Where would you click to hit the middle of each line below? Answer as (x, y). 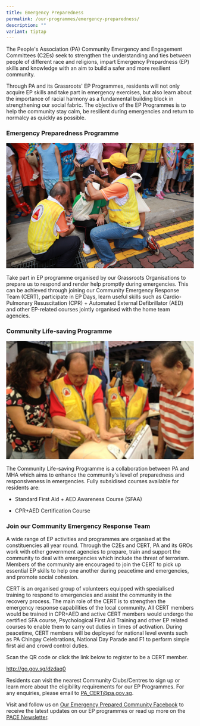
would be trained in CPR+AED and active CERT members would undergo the (100, 614)
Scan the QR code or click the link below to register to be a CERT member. (97, 657)
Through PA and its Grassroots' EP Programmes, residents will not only (93, 86)
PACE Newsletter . (28, 717)
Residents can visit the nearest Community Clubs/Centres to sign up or (93, 681)
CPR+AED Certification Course (52, 511)
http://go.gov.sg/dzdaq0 (36, 669)
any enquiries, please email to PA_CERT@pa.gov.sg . (70, 693)
